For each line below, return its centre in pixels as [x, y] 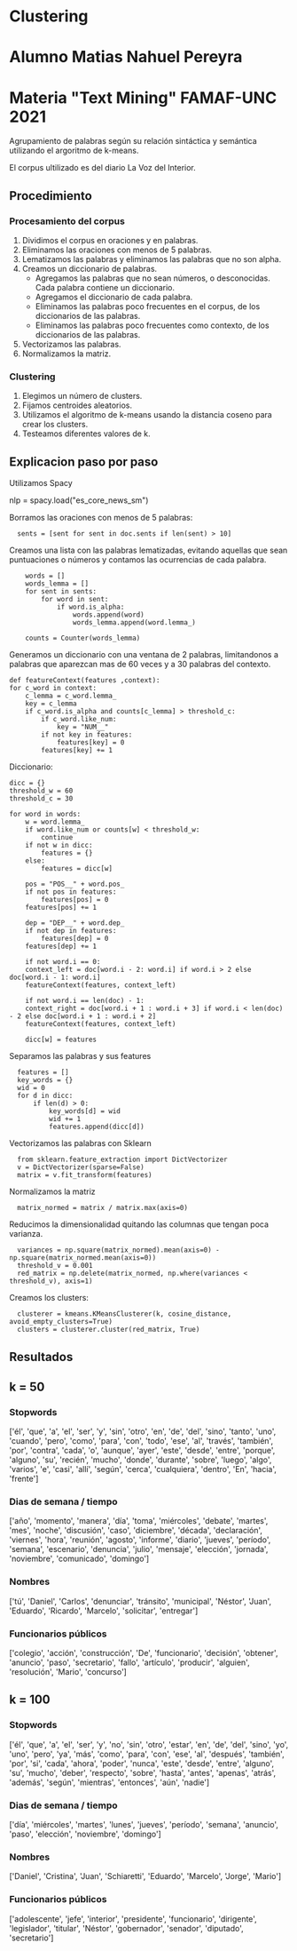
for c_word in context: [53, 689]
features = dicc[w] [77, 869]
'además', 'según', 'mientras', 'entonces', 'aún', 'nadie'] [109, 1782]
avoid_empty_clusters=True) [61, 1322]
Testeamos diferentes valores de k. [86, 434]
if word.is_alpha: [90, 607]
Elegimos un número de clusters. [82, 396]
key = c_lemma [51, 704]
